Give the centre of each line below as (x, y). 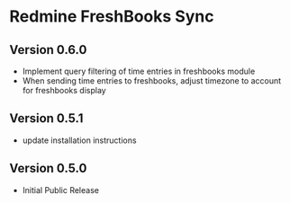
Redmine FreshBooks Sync (112, 17)
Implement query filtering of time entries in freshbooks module (139, 71)
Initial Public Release (60, 190)
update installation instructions (79, 140)
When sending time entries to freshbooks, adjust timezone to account (152, 81)
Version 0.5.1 (46, 119)
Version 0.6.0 (48, 50)
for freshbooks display (64, 90)
